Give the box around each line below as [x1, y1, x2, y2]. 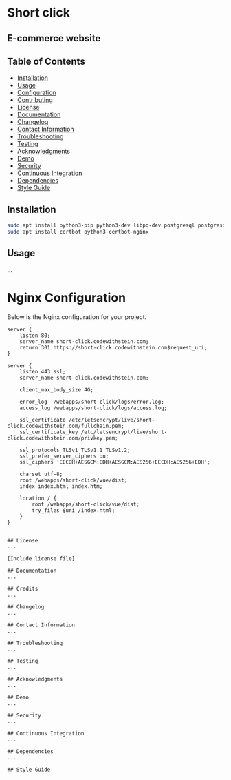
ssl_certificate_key [19, 429, 78, 435]
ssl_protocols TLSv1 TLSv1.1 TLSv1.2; [19, 447, 131, 453]
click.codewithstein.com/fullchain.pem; [7, 422, 125, 429]
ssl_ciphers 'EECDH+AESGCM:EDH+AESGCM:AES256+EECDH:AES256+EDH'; [19, 458, 211, 466]
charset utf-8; [19, 471, 63, 478]
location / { [19, 495, 57, 502]
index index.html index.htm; [19, 482, 103, 490]
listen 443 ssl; [19, 368, 67, 375]
